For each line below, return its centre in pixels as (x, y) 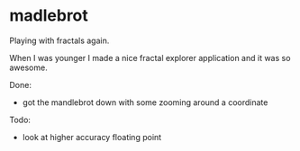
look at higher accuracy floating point (92, 137)
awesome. (28, 67)
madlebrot (49, 16)
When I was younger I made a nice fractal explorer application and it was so (150, 58)
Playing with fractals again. (59, 40)
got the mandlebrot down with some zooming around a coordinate (145, 102)
